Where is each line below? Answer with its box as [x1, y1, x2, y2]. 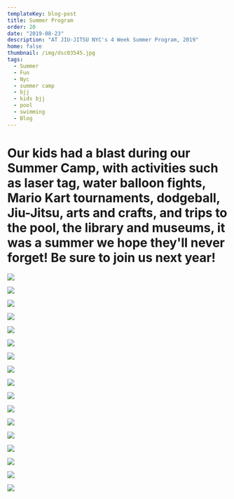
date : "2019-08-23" [7, 30, 64, 37]
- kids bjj [13, 96, 46, 103]
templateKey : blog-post [7, 10, 77, 18]
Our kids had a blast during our [7, 145, 191, 161]
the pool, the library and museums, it [7, 219, 226, 235]
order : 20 [7, 23, 36, 30]
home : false [7, 43, 42, 50]
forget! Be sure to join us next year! [7, 249, 216, 266]
